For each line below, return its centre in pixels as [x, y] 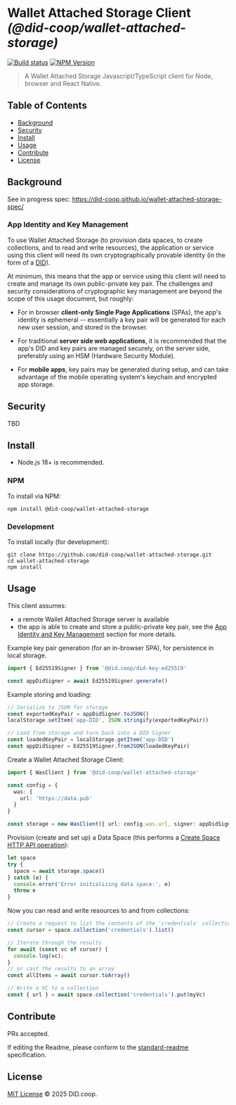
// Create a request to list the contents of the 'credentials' [103, 923]
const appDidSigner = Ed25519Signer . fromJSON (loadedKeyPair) [99, 746]
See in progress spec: [39, 199]
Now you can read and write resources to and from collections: [99, 911]
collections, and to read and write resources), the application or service [111, 247]
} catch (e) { [28, 878]
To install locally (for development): [58, 542]
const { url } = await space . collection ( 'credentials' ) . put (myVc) [106, 995]
